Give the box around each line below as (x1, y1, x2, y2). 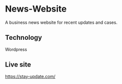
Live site (5, 61, 31, 69)
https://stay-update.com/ (5, 73, 56, 79)
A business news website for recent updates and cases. (5, 19, 118, 25)
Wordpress (5, 46, 27, 52)
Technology (5, 34, 42, 42)
